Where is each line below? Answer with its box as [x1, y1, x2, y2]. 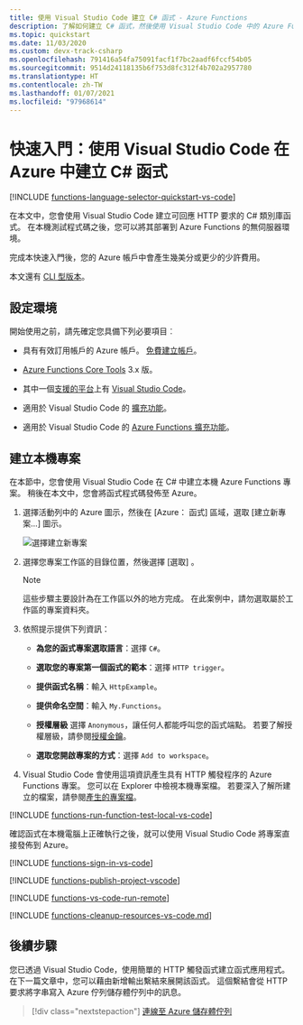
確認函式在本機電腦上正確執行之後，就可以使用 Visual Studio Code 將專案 [9, 827, 282, 839]
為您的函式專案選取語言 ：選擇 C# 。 [35, 642, 165, 653]
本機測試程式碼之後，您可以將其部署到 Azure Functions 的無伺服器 [34, 222, 282, 233]
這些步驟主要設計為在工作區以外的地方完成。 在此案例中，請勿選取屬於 [22, 593, 286, 604]
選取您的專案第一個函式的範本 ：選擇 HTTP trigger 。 [35, 661, 230, 672]
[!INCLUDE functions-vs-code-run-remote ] [9, 892, 170, 903]
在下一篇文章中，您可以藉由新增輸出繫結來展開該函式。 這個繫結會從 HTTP [9, 975, 289, 986]
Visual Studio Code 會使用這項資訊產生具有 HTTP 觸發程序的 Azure [22, 769, 272, 780]
